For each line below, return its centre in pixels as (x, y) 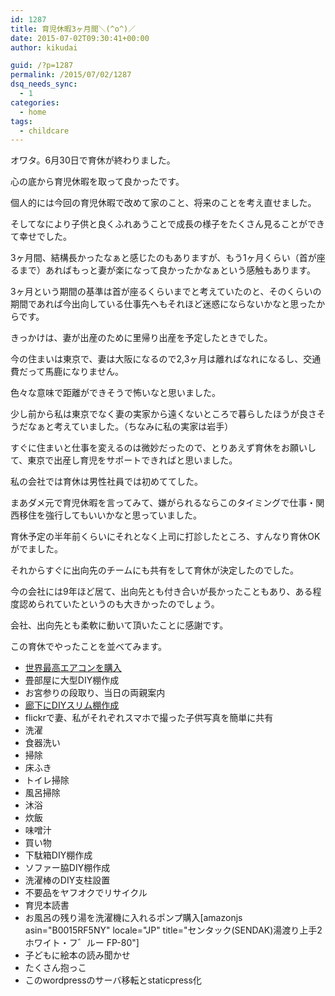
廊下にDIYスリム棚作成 (72, 705)
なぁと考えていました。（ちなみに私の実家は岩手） (130, 427)
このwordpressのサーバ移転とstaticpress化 (113, 980)
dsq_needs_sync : (44, 84)
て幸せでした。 (41, 237)
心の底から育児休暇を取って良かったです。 (97, 182)
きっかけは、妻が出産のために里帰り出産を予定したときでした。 (141, 338)
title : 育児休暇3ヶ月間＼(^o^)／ (73, 29)
